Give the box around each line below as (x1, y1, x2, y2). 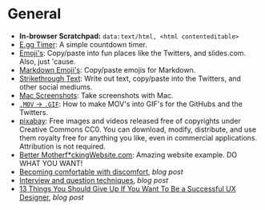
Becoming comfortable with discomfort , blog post (18, 167, 183, 176)
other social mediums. (18, 81, 93, 92)
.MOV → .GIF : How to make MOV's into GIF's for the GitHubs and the (18, 99, 243, 109)
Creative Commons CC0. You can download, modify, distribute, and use (18, 125, 257, 134)
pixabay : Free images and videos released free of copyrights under (18, 116, 241, 125)
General (7, 5, 62, 23)
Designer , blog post (18, 192, 85, 202)
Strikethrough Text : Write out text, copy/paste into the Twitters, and (18, 73, 242, 83)
